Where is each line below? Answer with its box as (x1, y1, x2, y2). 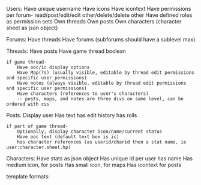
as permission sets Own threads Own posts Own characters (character (6, 18, 182, 25)
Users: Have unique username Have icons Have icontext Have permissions (6, 5, 191, 12)
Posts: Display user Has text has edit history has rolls (6, 112, 137, 119)
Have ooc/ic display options (17, 64, 90, 70)
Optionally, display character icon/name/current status (17, 129, 163, 135)
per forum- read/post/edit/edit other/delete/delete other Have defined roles (6, 11, 193, 19)
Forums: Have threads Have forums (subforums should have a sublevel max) (6, 36, 196, 43)
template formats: (6, 173, 50, 180)
